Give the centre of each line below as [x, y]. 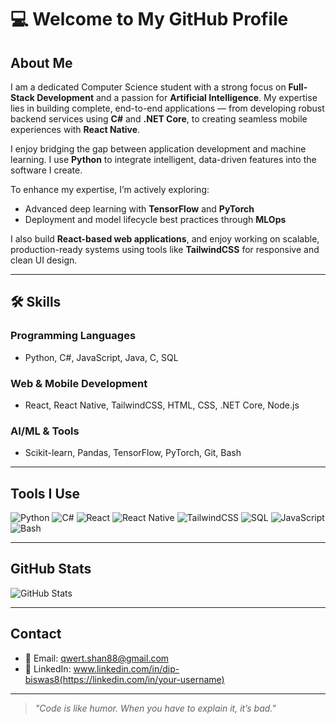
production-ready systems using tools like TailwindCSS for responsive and [165, 249]
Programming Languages [73, 336]
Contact [36, 634]
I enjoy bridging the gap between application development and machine [158, 149]
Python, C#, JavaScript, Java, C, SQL [101, 357]
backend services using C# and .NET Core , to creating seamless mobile [159, 119]
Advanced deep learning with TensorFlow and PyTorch [139, 209]
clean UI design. [44, 260]
